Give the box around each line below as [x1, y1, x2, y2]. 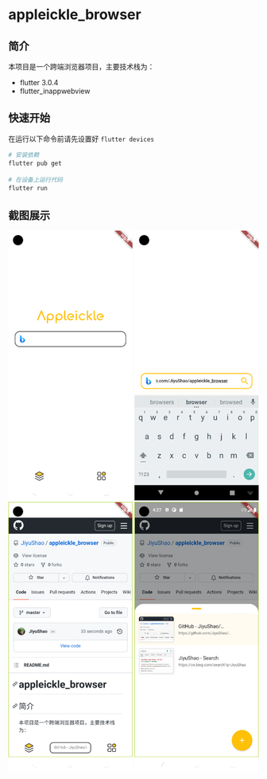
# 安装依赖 [8, 151, 40, 159]
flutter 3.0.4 [19, 78, 59, 87]
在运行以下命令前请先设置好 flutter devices [8, 134, 155, 143]
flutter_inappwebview [19, 86, 91, 96]
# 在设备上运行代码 [8, 176, 64, 184]
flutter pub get [8, 159, 62, 167]
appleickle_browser [8, 6, 141, 24]
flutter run [8, 185, 48, 193]
